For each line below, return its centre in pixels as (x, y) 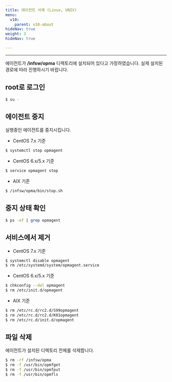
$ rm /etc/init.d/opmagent (34, 290)
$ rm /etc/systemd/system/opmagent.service (52, 265)
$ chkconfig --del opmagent (35, 286)
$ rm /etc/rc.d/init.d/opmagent (40, 320)
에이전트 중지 (25, 117)
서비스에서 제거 (28, 238)
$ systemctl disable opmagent (38, 260)
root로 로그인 (25, 87)
